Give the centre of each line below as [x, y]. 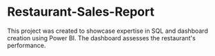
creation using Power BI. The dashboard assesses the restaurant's [102, 38]
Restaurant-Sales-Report [81, 12]
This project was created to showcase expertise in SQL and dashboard [107, 31]
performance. [27, 45]
